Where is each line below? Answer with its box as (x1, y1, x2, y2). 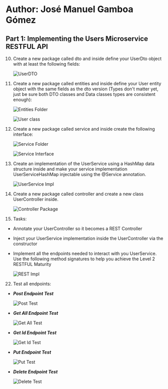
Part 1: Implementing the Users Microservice (6, 34, 148, 43)
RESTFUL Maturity (13, 261, 52, 267)
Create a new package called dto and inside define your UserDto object (13, 55, 162, 62)
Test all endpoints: (13, 281, 51, 287)
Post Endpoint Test (13, 291, 54, 296)
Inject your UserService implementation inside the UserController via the (13, 236, 163, 241)
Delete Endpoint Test (13, 369, 58, 374)
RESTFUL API (6, 42, 48, 51)
